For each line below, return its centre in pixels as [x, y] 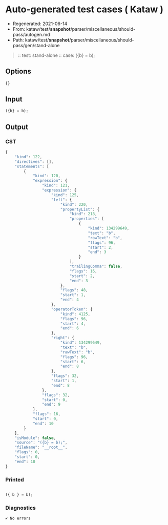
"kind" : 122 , [28, 157]
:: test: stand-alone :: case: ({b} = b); [56, 55]
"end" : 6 [70, 328]
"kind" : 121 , [56, 185]
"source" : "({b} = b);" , [41, 443]
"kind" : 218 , [83, 214]
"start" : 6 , [73, 362]
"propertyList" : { [80, 209]
